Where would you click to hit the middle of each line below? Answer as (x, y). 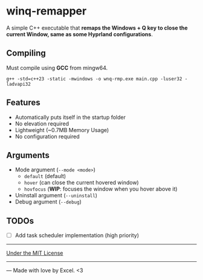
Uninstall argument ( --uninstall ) (56, 196)
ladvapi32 (19, 84)
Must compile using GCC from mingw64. (57, 68)
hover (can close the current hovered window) (81, 183)
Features (23, 103)
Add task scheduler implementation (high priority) (77, 235)
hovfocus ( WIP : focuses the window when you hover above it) (101, 189)
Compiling (26, 53)
